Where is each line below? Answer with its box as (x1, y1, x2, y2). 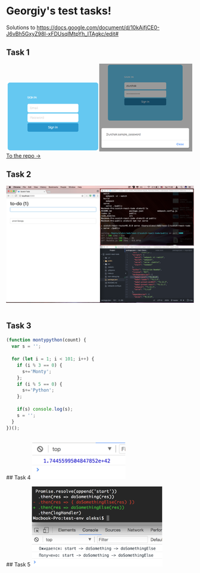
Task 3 (6, 321, 32, 331)
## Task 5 (6, 561, 31, 568)
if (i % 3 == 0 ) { (17, 362, 62, 368)
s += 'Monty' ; (21, 368, 52, 374)
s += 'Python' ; (21, 387, 55, 393)
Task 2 (6, 170, 32, 180)
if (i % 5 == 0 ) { (17, 381, 62, 387)
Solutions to (6, 24, 36, 31)
